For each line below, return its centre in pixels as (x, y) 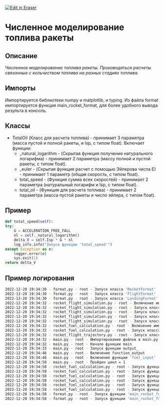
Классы (18, 126)
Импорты (20, 88)
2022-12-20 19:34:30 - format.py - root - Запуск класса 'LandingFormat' (82, 298)
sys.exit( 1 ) (26, 258)
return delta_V (20, 263)
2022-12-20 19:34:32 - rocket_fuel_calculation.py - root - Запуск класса (83, 330)
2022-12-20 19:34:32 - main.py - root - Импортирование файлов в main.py (82, 339)
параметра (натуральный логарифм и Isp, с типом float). (78, 184)
